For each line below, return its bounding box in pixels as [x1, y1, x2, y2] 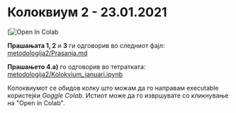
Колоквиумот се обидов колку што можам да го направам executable [7, 83, 219, 92]
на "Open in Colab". [7, 98, 65, 107]
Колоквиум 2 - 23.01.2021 [7, 4, 168, 20]
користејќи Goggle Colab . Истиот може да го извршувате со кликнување [7, 91, 229, 100]
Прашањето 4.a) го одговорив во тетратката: [7, 62, 146, 71]
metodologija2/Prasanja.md [7, 49, 88, 57]
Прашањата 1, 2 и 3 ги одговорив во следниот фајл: [7, 41, 165, 49]
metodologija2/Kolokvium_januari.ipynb [7, 70, 123, 78]
